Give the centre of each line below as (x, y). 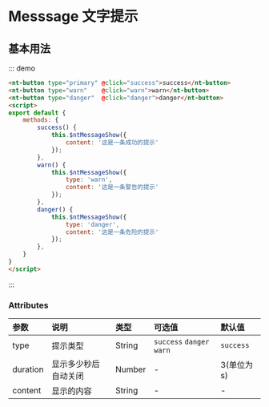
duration (28, 369)
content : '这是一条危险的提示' (112, 232)
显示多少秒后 (76, 364)
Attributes (28, 305)
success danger (181, 342)
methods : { (41, 120)
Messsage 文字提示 (73, 16)
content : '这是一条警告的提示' (112, 187)
